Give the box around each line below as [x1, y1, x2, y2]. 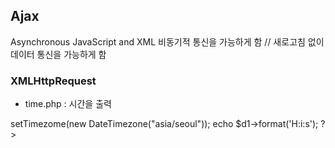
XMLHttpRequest [10, 74, 97, 88]
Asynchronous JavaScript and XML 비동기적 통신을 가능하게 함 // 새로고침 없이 [10, 35, 325, 48]
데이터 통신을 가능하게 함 [10, 48, 107, 60]
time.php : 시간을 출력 [24, 98, 112, 110]
